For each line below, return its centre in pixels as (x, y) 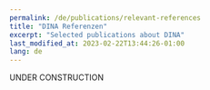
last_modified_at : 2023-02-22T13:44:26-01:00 (97, 43)
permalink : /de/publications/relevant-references (105, 18)
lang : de (26, 52)
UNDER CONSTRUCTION (57, 77)
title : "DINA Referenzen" (58, 26)
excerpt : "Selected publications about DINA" (97, 35)
